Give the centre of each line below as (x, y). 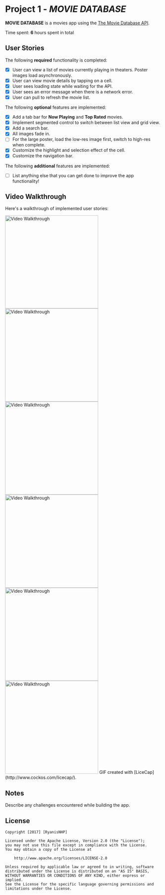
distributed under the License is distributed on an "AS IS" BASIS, (77, 871)
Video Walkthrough (36, 196)
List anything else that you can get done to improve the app (73, 175)
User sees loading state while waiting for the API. (62, 86)
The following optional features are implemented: (56, 107)
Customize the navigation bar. (43, 156)
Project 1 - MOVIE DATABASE (66, 9)
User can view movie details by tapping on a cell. (62, 80)
